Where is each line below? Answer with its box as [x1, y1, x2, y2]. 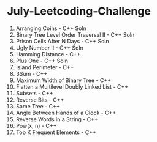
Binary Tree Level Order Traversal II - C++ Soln [15, 31, 135, 38]
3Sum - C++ [15, 70, 48, 77]
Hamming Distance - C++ [15, 50, 81, 58]
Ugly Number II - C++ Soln [15, 44, 83, 51]
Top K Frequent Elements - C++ [15, 129, 97, 136]
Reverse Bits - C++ [15, 96, 64, 103]
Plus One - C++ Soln [15, 57, 68, 64]
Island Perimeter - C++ [15, 63, 74, 71]
